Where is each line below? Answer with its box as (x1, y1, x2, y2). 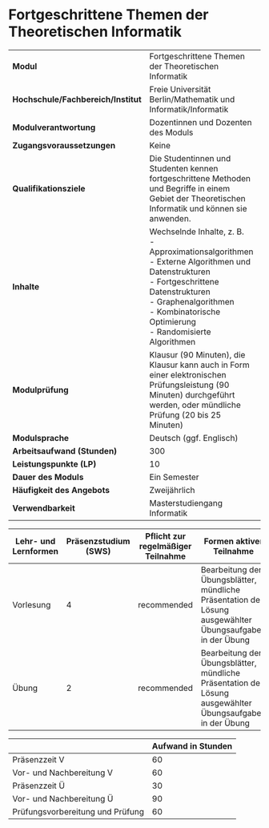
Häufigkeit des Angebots (12, 484, 110, 495)
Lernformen (12, 545, 58, 556)
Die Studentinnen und (149, 152, 231, 164)
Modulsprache (12, 432, 70, 443)
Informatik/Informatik (149, 103, 229, 115)
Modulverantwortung (12, 122, 96, 133)
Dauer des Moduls (12, 471, 84, 483)
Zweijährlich (149, 484, 195, 495)
